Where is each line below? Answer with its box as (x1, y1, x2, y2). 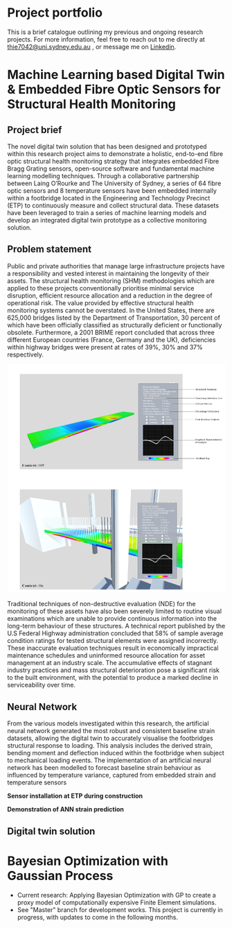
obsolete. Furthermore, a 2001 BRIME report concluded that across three (7, 328, 215, 336)
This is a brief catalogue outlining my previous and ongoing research (7, 28, 204, 36)
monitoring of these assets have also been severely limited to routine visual (7, 607, 222, 615)
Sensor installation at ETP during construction (7, 792, 143, 800)
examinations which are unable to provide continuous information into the (7, 615, 217, 623)
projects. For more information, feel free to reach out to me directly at (7, 35, 206, 43)
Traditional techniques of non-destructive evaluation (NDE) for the (7, 600, 196, 608)
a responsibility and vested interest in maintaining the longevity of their (7, 269, 210, 277)
